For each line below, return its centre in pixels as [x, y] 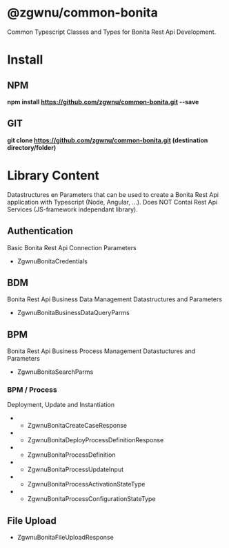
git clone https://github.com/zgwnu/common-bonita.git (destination [108, 140]
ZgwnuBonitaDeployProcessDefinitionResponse [96, 440]
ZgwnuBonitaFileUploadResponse [65, 538]
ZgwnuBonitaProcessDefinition [71, 455]
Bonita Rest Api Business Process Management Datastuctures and [101, 351]
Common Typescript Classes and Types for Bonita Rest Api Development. [112, 32]
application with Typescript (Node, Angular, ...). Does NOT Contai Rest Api [112, 202]
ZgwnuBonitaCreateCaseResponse [77, 426]
